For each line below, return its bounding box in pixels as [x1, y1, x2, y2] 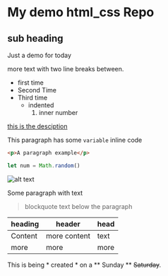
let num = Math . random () [7, 162, 80, 169]
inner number [38, 109, 78, 116]
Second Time [17, 86, 56, 94]
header [56, 219, 81, 229]
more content [45, 231, 90, 241]
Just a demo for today [7, 51, 72, 59]
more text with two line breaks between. [7, 65, 124, 73]
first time [17, 78, 44, 87]
